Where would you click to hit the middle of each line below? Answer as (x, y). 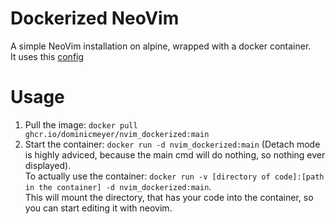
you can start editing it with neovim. (98, 208)
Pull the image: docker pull (81, 124)
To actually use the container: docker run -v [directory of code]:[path (174, 176)
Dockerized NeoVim (95, 18)
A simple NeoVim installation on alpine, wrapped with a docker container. (161, 46)
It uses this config (47, 56)
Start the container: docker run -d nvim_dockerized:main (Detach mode (172, 144)
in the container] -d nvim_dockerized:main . (118, 186)
